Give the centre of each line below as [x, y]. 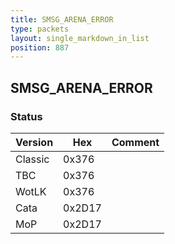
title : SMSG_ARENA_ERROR [62, 19]
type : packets [40, 29]
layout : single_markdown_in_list [80, 38]
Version [34, 142]
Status [26, 116]
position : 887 [40, 47]
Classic [32, 159]
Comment [135, 142]
